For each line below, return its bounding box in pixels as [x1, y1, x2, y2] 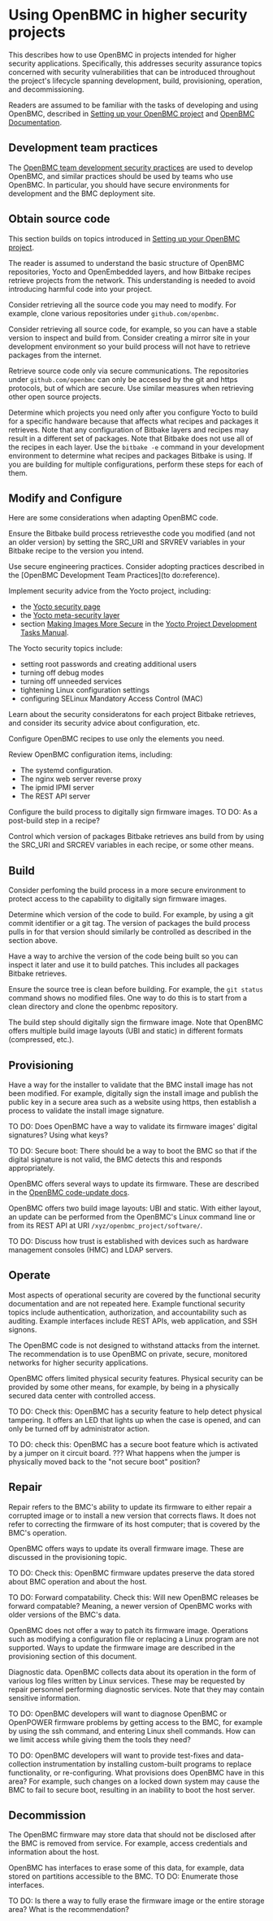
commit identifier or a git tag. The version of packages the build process [8, 919, 250, 928]
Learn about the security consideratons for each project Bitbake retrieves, [8, 710, 257, 719]
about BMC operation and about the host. [8, 1576, 148, 1586]
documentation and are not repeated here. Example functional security [8, 1298, 245, 1308]
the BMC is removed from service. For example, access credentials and [8, 1839, 248, 1849]
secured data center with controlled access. [8, 1390, 156, 1400]
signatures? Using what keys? [8, 1130, 108, 1140]
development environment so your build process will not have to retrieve [8, 341, 250, 351]
